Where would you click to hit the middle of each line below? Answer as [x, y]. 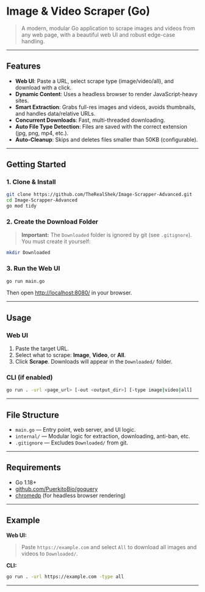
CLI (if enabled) [30, 378]
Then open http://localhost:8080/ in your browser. [69, 293]
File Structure [33, 415]
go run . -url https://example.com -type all [65, 577]
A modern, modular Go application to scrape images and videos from [108, 28]
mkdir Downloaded [28, 253]
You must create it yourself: [56, 242]
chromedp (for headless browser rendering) [70, 495]
